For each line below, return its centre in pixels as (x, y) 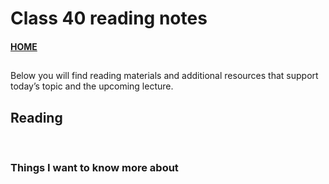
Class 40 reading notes (109, 18)
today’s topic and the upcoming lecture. (92, 86)
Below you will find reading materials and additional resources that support (164, 76)
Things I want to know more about (94, 167)
